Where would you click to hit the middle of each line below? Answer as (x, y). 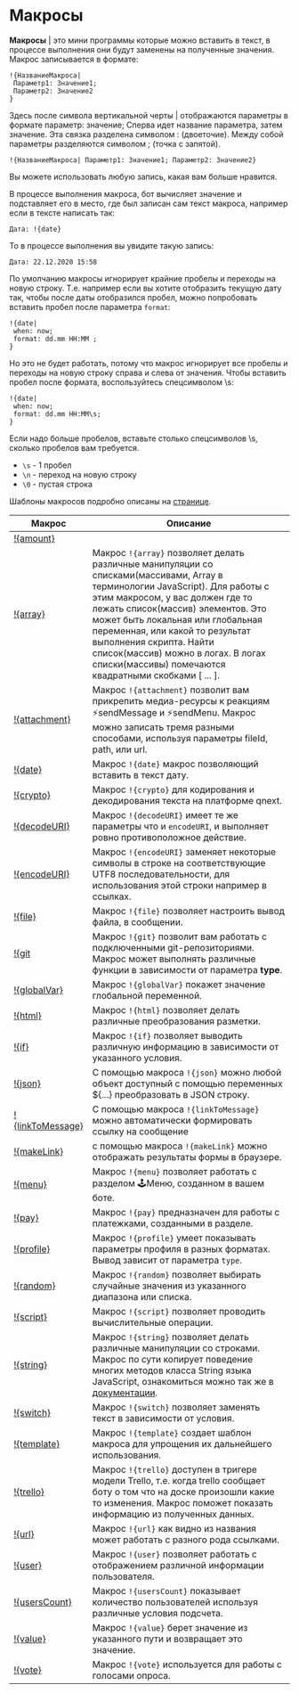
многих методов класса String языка (172, 1370)
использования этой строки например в (179, 885)
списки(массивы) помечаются (159, 664)
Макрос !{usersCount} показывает (167, 1591)
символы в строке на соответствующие (179, 863)
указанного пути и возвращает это (167, 1639)
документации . (125, 1393)
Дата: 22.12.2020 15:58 (53, 262)
